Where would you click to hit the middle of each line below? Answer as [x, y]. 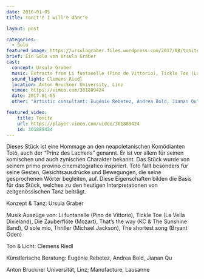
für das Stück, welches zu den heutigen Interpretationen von [82, 185]
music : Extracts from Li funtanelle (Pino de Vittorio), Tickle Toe [100, 73]
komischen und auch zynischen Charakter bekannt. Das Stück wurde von [98, 160]
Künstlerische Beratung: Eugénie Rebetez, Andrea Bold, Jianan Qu [89, 258]
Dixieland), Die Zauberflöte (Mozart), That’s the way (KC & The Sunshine [97, 221]
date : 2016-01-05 [28, 12]
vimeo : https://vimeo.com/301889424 [58, 90]
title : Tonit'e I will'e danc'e [47, 18]
